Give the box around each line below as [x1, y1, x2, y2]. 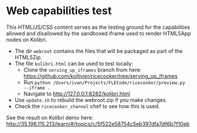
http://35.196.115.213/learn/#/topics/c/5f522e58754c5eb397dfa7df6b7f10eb [6, 120, 190, 127]
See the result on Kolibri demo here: [6, 114, 94, 121]
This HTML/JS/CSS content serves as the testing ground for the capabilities [6, 24, 191, 31]
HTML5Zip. [14, 54, 42, 61]
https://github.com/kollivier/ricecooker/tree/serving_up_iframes [23, 72, 178, 79]
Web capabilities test [6, 4, 112, 18]
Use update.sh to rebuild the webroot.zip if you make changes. [14, 96, 168, 104]
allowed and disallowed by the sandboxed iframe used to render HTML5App [6, 29, 191, 36]
